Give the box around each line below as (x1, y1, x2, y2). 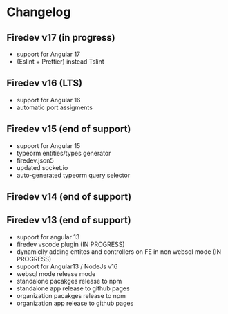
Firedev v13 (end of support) (6, 214, 132, 226)
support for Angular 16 (16, 95, 81, 104)
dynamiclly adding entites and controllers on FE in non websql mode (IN (16, 247, 222, 256)
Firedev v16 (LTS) (6, 77, 83, 89)
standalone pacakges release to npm (16, 277, 122, 285)
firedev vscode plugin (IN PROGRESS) (16, 240, 125, 248)
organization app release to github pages (16, 299, 134, 307)
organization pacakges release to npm (16, 291, 126, 299)
